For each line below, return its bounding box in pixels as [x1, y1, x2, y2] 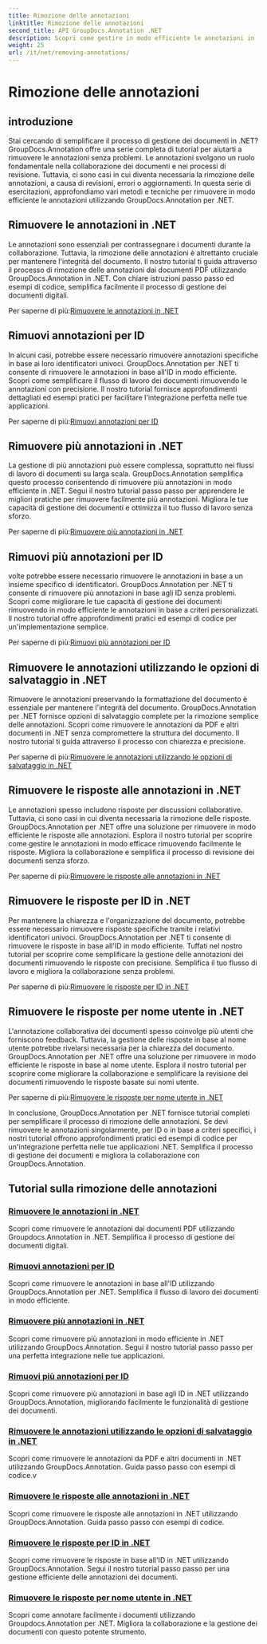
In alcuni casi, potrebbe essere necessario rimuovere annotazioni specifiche [8, 350, 259, 360]
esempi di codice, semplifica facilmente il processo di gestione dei [8, 282, 227, 291]
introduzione [8, 115, 73, 128]
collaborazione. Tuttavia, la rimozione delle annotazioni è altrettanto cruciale [8, 248, 259, 258]
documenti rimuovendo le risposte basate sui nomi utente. [8, 1077, 199, 1086]
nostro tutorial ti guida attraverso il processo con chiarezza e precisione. [8, 737, 246, 747]
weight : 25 [8, 41, 45, 49]
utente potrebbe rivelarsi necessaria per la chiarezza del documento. [8, 1043, 235, 1053]
